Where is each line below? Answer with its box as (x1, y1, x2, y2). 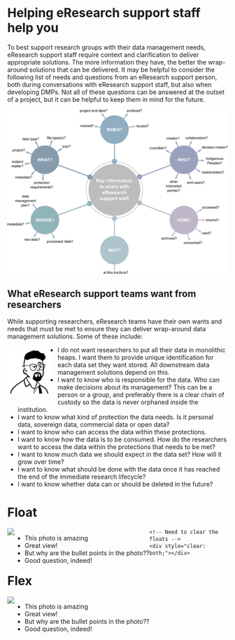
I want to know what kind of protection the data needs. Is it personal (17, 413, 214, 422)
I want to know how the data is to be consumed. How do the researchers (17, 435, 227, 444)
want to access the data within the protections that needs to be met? (17, 443, 215, 451)
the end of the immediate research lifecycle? (17, 472, 146, 481)
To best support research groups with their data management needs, (7, 43, 206, 51)
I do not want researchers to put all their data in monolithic (57, 346, 226, 354)
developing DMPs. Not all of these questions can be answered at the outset (7, 88, 225, 96)
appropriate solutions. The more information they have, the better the (7, 58, 207, 66)
